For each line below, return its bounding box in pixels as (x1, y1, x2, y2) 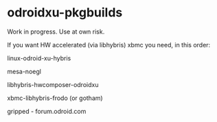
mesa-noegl (7, 67, 41, 75)
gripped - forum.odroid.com (7, 107, 87, 115)
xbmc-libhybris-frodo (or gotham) (7, 94, 103, 102)
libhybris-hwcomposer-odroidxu (7, 80, 99, 88)
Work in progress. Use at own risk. (7, 27, 105, 36)
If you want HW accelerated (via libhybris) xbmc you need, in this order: (7, 40, 211, 49)
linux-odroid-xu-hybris (7, 53, 71, 62)
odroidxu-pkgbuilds (7, 5, 123, 21)
